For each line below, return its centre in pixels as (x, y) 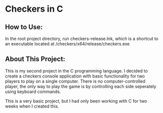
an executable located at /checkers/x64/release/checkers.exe (68, 44)
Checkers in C (34, 9)
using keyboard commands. (33, 92)
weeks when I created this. (32, 106)
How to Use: (24, 27)
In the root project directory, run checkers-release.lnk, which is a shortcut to (82, 38)
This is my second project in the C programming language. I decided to (76, 71)
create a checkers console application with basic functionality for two (75, 76)
